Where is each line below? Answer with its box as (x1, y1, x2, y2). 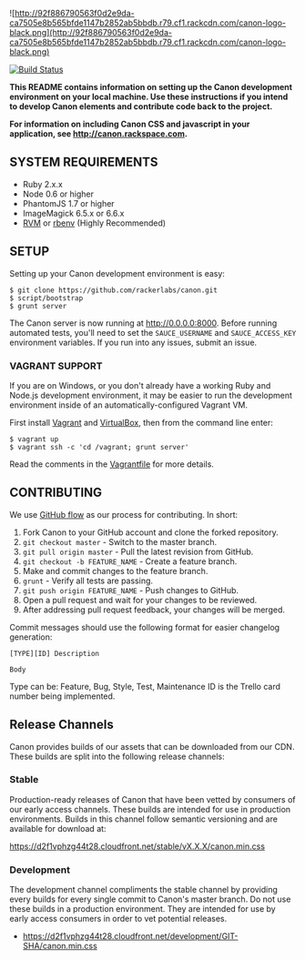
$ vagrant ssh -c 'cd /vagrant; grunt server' (9, 442, 189, 451)
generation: (9, 632, 53, 642)
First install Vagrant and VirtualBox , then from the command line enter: (9, 417, 273, 428)
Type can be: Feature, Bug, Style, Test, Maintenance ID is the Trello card (9, 681, 280, 692)
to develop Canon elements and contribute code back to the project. (9, 101, 273, 112)
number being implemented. (9, 691, 116, 702)
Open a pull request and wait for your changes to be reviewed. (22, 594, 258, 605)
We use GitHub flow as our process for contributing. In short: (9, 509, 239, 520)
